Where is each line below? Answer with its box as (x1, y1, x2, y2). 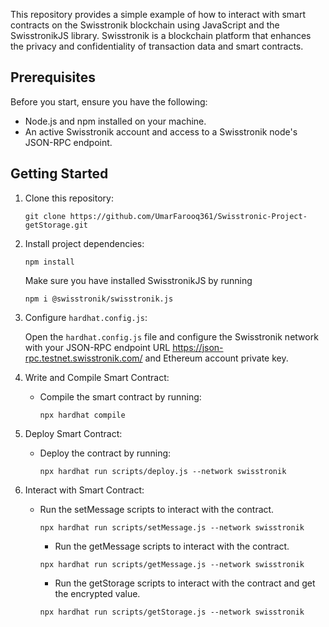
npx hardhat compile (39, 410, 126, 420)
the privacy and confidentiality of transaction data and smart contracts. (10, 40, 304, 52)
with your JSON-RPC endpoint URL (24, 341, 171, 353)
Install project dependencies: (24, 237, 145, 249)
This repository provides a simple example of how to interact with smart (10, 9, 306, 20)
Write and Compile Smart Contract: (24, 371, 170, 383)
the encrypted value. (54, 587, 141, 599)
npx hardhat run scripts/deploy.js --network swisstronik (39, 466, 287, 476)
